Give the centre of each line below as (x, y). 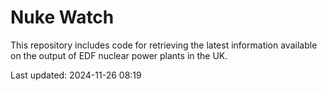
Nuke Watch (62, 17)
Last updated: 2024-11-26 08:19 (76, 75)
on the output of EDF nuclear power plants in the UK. (119, 55)
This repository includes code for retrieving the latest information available (164, 45)
